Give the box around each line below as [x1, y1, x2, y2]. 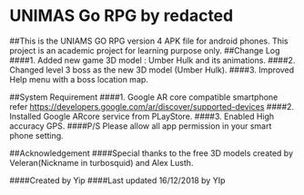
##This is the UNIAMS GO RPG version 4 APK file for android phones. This [9, 35, 289, 46]
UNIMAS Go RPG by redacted [9, 5, 234, 26]
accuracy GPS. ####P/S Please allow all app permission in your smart [9, 120, 272, 132]
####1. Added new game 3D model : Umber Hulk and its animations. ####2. [9, 54, 296, 65]
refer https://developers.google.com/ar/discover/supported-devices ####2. [9, 101, 294, 112]
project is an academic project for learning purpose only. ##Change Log [9, 44, 280, 55]
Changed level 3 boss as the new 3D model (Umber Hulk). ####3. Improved [9, 64, 295, 75]
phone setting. [9, 130, 64, 141]
